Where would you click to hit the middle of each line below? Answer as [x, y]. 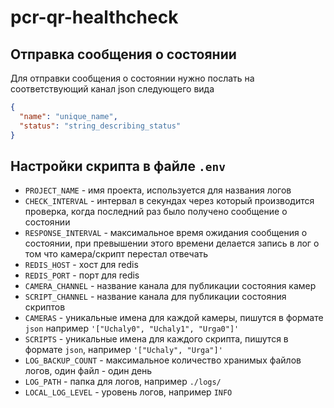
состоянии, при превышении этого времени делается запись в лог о [172, 243]
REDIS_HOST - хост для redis [81, 265]
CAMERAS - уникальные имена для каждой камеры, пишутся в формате [174, 318]
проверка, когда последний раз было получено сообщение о [156, 212]
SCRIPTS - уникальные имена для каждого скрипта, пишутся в [156, 339]
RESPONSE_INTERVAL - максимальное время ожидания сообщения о [166, 233]
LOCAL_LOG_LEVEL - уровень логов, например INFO [128, 392]
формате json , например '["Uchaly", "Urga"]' [123, 350]
